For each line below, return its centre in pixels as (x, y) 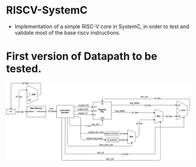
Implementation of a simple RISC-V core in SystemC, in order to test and (102, 26)
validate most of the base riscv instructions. (67, 32)
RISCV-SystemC (47, 10)
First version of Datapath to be (82, 57)
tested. (24, 69)
